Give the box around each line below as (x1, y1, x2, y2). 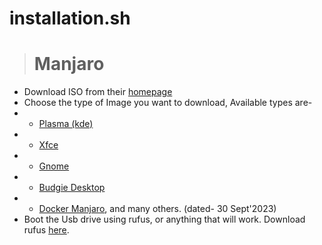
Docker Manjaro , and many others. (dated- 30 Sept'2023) (38, 203, 277, 215)
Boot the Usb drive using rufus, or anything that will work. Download (23, 213, 306, 226)
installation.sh (9, 7, 131, 30)
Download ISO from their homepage (23, 86, 173, 98)
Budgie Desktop (38, 182, 106, 194)
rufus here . (23, 224, 70, 236)
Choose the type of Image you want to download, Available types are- (23, 97, 313, 109)
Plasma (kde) (38, 118, 94, 130)
